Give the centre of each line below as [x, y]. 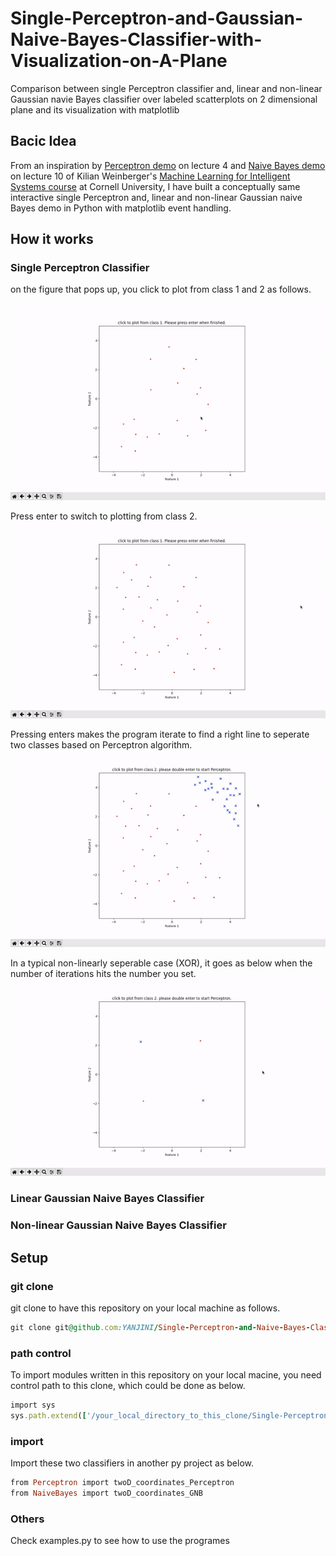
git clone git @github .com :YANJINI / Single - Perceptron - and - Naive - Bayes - [160, 1327]
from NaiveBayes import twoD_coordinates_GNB [106, 1493]
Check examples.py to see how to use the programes [120, 1541]
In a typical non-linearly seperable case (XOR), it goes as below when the [161, 963]
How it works [52, 239]
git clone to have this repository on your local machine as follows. [145, 1308]
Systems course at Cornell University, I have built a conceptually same [155, 186]
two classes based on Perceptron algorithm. [101, 745]
